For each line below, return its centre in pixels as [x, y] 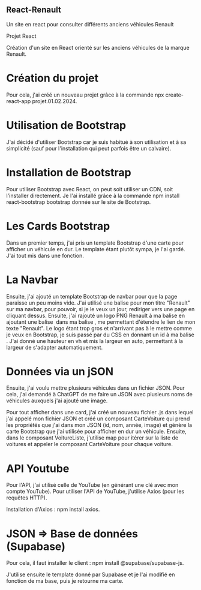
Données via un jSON [60, 371]
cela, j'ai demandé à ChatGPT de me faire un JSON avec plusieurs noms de [100, 395]
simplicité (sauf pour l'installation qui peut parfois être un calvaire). [89, 148]
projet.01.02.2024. [55, 101]
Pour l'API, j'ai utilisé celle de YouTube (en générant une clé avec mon [92, 485]
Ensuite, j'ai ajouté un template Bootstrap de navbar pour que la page [92, 296]
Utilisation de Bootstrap [66, 125]
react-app [19, 101]
